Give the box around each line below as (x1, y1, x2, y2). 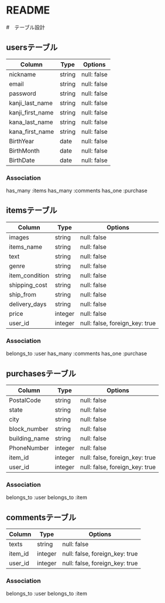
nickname (9, 70, 36, 78)
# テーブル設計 (6, 23, 46, 31)
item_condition (9, 271, 50, 279)
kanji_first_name (9, 108, 54, 116)
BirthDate (9, 156, 35, 164)
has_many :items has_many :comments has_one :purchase (6, 187, 147, 194)
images (9, 233, 29, 241)
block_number (9, 425, 49, 433)
